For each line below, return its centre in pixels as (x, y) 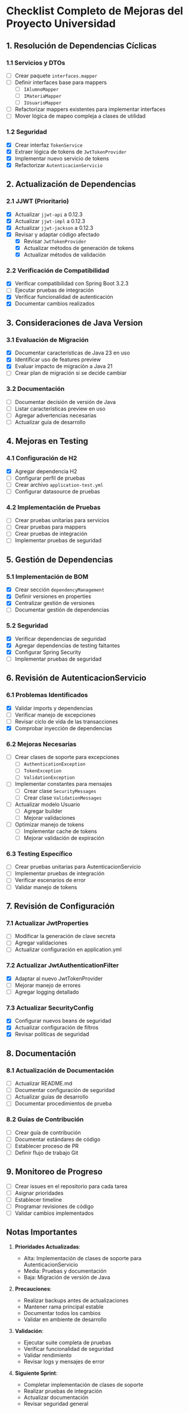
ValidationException (49, 778)
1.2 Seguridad (27, 132)
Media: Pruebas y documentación (65, 1271)
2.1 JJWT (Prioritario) (38, 201)
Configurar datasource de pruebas (57, 491)
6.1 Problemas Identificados (47, 695)
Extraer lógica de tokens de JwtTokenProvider (71, 152)
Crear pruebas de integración (51, 534)
